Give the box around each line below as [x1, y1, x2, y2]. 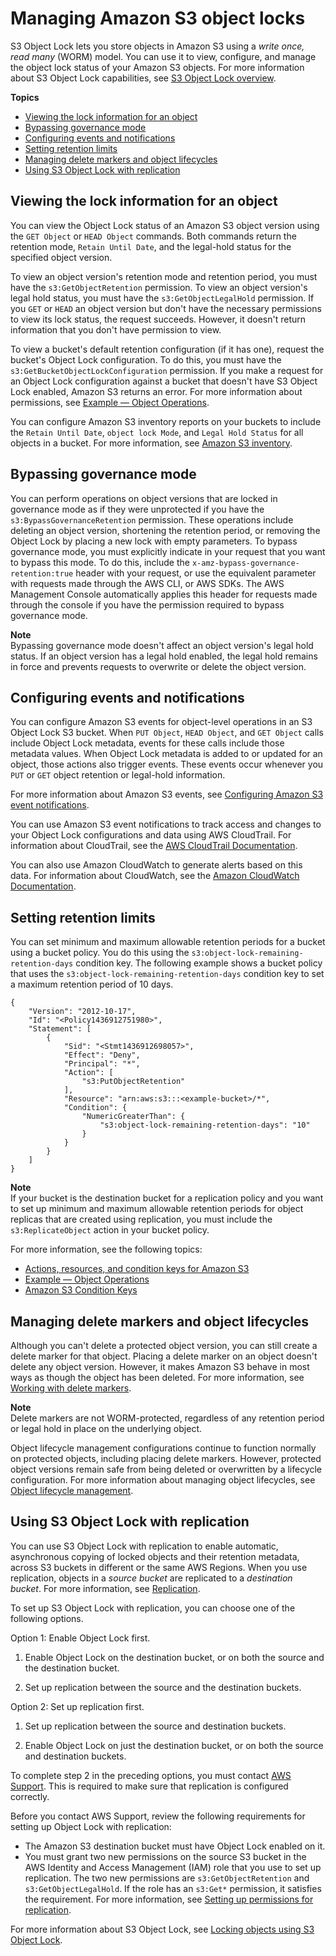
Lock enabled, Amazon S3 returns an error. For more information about [10, 385, 303, 397]
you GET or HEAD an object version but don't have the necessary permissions [10, 302, 322, 314]
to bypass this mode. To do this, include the [10, 556, 190, 568]
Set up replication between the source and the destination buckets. [24, 1681, 302, 1693]
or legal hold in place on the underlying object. [10, 1423, 203, 1434]
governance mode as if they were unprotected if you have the [10, 503, 265, 515]
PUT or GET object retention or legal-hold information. [10, 769, 226, 781]
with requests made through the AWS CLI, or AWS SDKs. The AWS [10, 577, 285, 589]
